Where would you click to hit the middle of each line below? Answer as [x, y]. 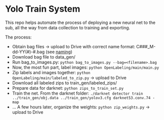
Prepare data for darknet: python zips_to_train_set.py [68, 88]
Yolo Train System [43, 9]
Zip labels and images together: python [51, 72]
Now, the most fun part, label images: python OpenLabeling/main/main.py [85, 67]
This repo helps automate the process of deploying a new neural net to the [80, 22]
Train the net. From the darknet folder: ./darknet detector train [78, 93]
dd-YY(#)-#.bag [28, 52]
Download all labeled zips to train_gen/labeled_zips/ [64, 83]
